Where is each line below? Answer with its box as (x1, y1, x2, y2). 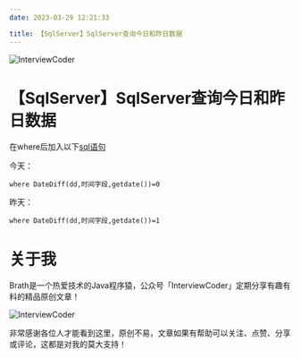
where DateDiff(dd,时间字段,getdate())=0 (9, 180, 161, 189)
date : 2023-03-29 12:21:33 (9, 13, 110, 22)
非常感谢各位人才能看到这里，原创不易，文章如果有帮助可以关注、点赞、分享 (9, 328, 291, 338)
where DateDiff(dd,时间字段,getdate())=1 (9, 217, 161, 226)
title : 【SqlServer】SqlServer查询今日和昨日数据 (9, 29, 183, 38)
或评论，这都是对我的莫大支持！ (9, 339, 127, 350)
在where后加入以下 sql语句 (9, 141, 106, 152)
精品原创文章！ (24, 292, 80, 303)
